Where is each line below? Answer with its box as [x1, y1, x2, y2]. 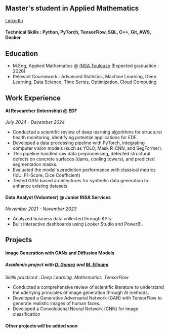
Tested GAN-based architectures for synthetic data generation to [12, 177, 148, 183]
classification [12, 311, 40, 317]
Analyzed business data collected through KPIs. [12, 216, 113, 222]
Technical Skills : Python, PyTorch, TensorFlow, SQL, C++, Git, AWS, [5, 29, 151, 35]
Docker [5, 35, 21, 41]
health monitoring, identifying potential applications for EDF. [12, 134, 138, 140]
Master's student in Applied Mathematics [5, 4, 139, 13]
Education [5, 49, 38, 58]
